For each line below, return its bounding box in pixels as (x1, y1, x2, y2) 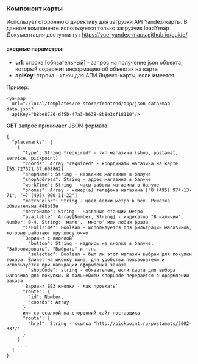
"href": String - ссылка (28, 320, 91, 327)
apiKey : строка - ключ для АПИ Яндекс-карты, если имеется (15, 71, 175, 79)
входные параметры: (6, 45, 64, 52)
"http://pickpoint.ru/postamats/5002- (93, 320, 192, 327)
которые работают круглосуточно (6, 230, 88, 236)
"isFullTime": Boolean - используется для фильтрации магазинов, (22, 224, 192, 230)
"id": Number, (28, 294, 64, 300)
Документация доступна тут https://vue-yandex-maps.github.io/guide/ (6, 31, 188, 38)
